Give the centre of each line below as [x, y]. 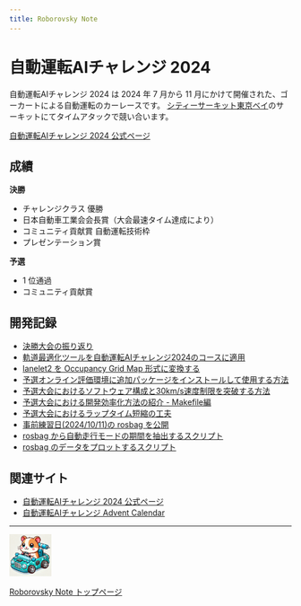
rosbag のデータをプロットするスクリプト [99, 447]
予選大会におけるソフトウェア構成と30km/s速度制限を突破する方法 [146, 391]
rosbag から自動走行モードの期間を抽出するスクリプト [123, 436]
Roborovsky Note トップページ [66, 592]
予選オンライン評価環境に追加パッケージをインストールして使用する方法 [155, 380]
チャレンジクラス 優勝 [63, 209]
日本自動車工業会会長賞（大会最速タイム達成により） [120, 220]
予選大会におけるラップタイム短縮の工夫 [97, 414]
